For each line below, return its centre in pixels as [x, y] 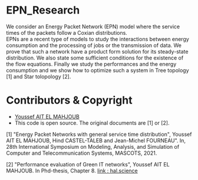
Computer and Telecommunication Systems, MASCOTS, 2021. [82, 153]
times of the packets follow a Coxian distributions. [67, 32]
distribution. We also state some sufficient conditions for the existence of [95, 58]
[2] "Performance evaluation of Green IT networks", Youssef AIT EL [88, 164]
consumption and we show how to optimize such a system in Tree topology [98, 70]
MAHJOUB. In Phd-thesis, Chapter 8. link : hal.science [72, 171]
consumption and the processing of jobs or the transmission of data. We [94, 45]
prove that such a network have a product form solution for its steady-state [97, 51]
